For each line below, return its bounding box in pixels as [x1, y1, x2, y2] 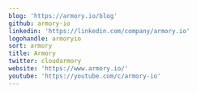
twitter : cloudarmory [8, 57, 82, 66]
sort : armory [8, 42, 53, 50]
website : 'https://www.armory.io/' [8, 65, 129, 73]
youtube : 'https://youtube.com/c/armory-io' [8, 72, 161, 80]
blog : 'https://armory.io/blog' [8, 11, 118, 20]
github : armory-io [8, 19, 71, 27]
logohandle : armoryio [8, 34, 82, 43]
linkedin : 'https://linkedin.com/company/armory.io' [8, 27, 191, 35]
